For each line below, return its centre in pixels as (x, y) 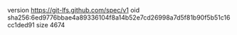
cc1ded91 (21, 25)
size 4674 (51, 25)
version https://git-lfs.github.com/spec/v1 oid (74, 10)
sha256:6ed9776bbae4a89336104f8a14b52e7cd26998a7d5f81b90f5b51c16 (119, 17)
